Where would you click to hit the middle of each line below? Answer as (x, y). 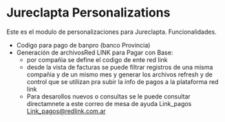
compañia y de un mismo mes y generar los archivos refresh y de (119, 74)
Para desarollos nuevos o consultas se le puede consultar (108, 96)
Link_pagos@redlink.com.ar (66, 111)
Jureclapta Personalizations (88, 13)
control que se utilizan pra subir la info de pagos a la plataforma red (122, 81)
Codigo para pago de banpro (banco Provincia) (83, 45)
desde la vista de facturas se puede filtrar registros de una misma (120, 67)
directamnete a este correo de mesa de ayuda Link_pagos (109, 103)
